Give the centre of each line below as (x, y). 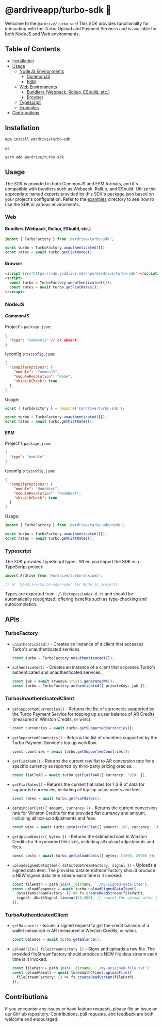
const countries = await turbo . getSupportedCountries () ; (71, 752)
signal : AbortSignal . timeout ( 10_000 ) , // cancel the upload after (85, 898)
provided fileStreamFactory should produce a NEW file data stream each (85, 954)
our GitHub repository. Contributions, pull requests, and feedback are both (79, 1014)
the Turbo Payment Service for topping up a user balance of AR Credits (83, 714)
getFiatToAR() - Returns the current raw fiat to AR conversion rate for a (83, 761)
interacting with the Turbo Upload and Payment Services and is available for (81, 28)
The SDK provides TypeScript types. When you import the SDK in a (72, 562)
